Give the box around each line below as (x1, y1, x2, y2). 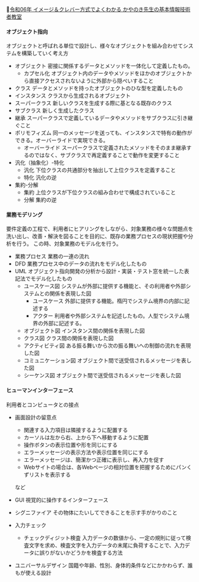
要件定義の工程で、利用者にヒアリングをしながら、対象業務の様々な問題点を (6, 226, 194, 233)
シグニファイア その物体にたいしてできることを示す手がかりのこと (14, 509, 178, 516)
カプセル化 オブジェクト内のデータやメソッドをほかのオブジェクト (23, 70, 187, 77)
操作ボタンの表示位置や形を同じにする (23, 441, 118, 448)
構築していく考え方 (21, 50, 69, 57)
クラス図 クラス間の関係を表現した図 (23, 334, 114, 342)
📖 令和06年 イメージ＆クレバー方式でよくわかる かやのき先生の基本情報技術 (6, 6, 191, 12)
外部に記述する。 (43, 320, 85, 327)
